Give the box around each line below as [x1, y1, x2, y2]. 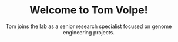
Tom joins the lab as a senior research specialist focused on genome [5, 23, 172, 30]
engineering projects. [62, 29, 115, 36]
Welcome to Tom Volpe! [29, 3, 148, 17]
